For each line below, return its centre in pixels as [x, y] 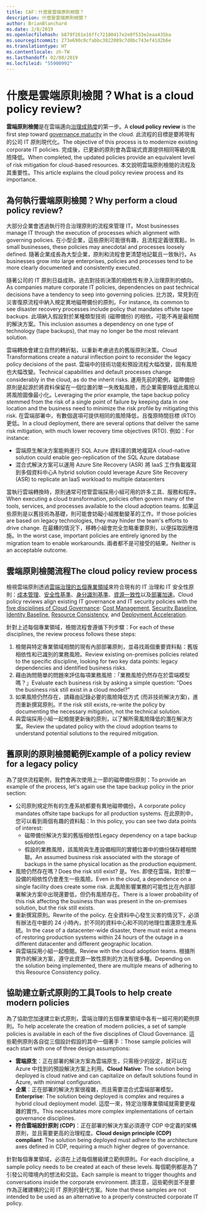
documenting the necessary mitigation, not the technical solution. [98, 711]
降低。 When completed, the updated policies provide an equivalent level [103, 158]
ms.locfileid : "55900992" [39, 63]
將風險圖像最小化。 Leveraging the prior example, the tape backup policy [98, 395]
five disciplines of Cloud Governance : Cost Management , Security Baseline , [102, 608]
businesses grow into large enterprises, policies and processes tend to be [100, 261]
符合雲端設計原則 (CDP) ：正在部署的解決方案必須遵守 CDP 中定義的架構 [106, 1125]
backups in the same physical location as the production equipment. [111, 864]
